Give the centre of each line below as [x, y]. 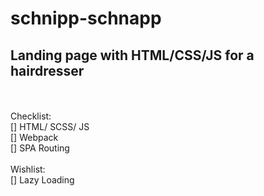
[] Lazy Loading [42, 180]
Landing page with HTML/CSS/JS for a [132, 55]
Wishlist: [28, 169]
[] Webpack [34, 137]
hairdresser [47, 70]
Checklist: [31, 116]
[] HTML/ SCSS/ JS [50, 126]
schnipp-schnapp [86, 18]
